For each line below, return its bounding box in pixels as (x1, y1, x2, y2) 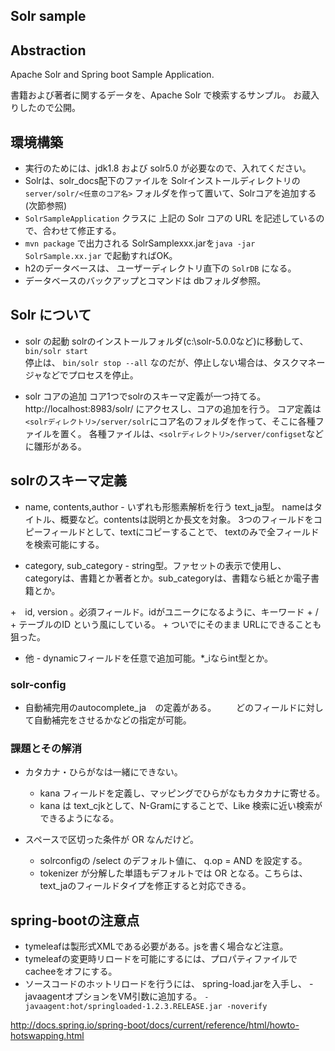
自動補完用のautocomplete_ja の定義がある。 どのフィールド (24, 701, 298, 713)
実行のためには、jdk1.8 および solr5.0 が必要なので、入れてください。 (24, 162, 312, 174)
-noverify (226, 1002, 268, 1012)
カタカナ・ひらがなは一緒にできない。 (24, 766, 183, 778)
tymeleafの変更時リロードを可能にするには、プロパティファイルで (24, 953, 298, 965)
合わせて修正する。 (42, 225, 122, 237)
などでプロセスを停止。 (42, 369, 139, 381)
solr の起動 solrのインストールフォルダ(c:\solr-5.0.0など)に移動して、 (24, 335, 309, 347)
